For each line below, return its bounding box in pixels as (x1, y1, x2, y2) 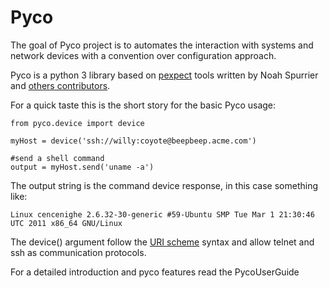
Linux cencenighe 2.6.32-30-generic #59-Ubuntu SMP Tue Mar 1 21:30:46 (10, 209, 315, 220)
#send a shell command (10, 153, 105, 163)
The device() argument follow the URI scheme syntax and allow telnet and (10, 236, 315, 248)
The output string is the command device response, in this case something (10, 179, 318, 191)
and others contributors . (10, 79, 111, 91)
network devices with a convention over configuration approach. (10, 49, 277, 61)
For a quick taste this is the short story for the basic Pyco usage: (10, 99, 277, 111)
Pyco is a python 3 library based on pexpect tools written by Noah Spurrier (10, 69, 319, 81)
